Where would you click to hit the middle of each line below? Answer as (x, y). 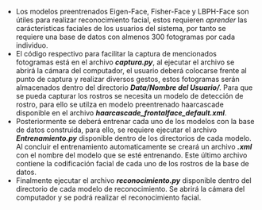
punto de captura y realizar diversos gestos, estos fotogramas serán (127, 79)
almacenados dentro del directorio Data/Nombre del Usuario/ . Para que (134, 87)
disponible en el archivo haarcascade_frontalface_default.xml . (121, 113)
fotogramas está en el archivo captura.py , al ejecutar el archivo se (125, 62)
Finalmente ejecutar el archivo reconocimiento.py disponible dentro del (133, 181)
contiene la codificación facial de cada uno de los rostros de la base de (132, 163)
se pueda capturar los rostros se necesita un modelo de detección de (129, 96)
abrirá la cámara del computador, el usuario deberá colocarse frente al (131, 70)
